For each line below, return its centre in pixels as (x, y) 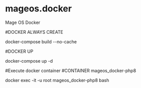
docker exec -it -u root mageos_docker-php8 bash (57, 80)
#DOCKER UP (19, 51)
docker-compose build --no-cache (41, 42)
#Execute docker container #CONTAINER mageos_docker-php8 (70, 71)
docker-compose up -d (29, 61)
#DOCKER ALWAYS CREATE (34, 32)
